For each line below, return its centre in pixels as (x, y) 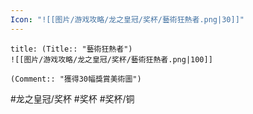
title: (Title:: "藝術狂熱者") (71, 49)
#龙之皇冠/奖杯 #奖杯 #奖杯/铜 (72, 98)
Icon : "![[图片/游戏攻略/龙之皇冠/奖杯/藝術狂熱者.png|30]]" (127, 19)
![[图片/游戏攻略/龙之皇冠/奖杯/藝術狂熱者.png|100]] (111, 59)
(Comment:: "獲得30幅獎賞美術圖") (76, 79)
